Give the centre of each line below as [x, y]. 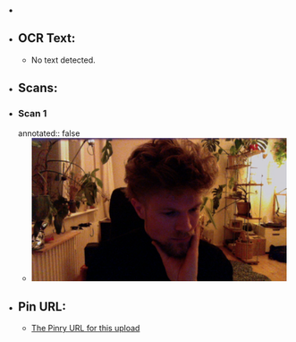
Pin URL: [42, 307]
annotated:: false [49, 133]
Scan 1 [32, 114]
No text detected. [63, 60]
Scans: [38, 88]
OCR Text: [47, 38]
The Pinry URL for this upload [85, 329]
